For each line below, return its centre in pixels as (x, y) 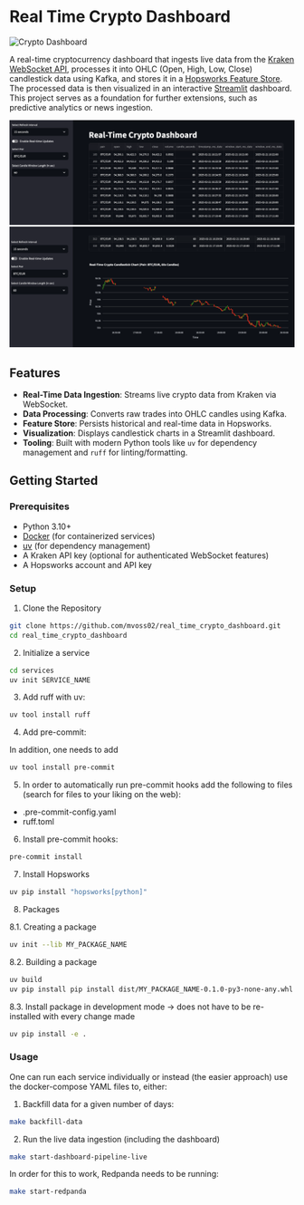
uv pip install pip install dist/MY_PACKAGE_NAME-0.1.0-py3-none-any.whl (152, 989)
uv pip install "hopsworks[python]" (78, 892)
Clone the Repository (62, 608)
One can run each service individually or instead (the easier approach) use (148, 1076)
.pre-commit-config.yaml (69, 812)
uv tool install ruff (50, 715)
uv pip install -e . (48, 1034)
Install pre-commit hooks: (70, 839)
